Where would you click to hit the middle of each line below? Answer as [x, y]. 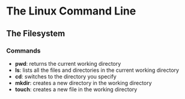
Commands [23, 51]
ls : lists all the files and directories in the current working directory [97, 70]
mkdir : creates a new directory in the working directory [83, 83]
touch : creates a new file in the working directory [76, 89]
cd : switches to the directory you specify [66, 76]
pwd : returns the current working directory [68, 63]
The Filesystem [36, 34]
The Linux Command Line [71, 11]
